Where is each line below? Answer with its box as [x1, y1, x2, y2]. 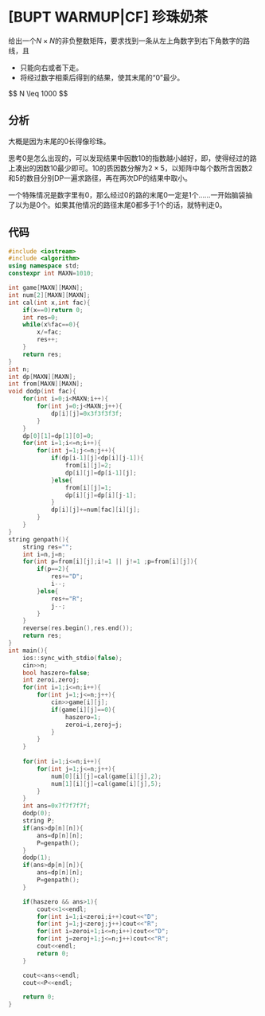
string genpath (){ [8, 535, 69, 543]
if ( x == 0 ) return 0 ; [22, 306, 84, 314]
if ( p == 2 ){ [37, 565, 69, 573]
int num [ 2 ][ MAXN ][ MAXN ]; [8, 291, 91, 299]
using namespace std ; [8, 262, 80, 270]
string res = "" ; [22, 543, 73, 551]
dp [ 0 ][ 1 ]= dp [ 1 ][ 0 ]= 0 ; [22, 432, 94, 440]
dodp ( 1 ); [22, 854, 52, 862]
